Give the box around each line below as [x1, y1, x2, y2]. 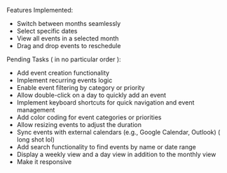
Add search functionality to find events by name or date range [16, 143, 197, 151]
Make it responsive [16, 158, 72, 166]
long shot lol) [16, 135, 55, 144]
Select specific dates [16, 27, 78, 35]
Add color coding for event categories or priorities [16, 113, 162, 121]
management [16, 106, 55, 114]
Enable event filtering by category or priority [16, 84, 145, 91]
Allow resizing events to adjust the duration [16, 121, 142, 128]
